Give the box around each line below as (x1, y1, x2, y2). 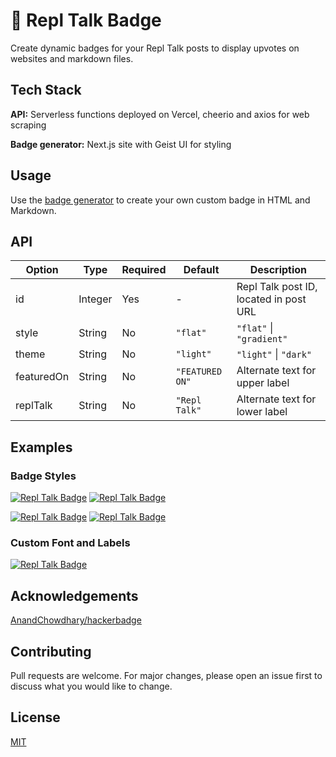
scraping (10, 119, 47, 131)
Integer (78, 292, 113, 306)
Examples (10, 439, 73, 456)
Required (121, 263, 167, 277)
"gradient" (236, 334, 288, 345)
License (10, 709, 61, 726)
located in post (236, 292, 307, 306)
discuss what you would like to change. (10, 680, 173, 692)
